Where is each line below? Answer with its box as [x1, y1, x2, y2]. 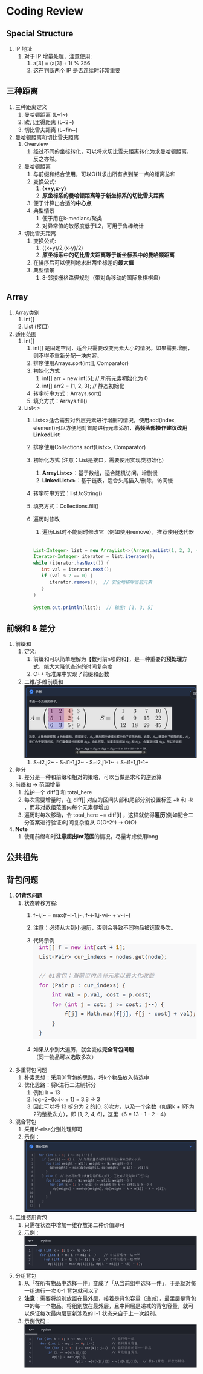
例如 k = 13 [33, 1088, 60, 1096]
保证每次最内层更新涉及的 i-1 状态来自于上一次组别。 [29, 1310, 160, 1317]
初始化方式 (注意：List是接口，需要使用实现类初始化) [33, 456, 164, 464]
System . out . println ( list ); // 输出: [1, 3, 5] [33, 605, 153, 611]
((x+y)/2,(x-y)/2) [42, 244, 83, 251]
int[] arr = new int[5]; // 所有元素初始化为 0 [42, 374, 148, 382]
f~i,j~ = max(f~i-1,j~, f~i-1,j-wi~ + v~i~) [33, 912, 131, 919]
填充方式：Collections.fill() [33, 502, 99, 510]
